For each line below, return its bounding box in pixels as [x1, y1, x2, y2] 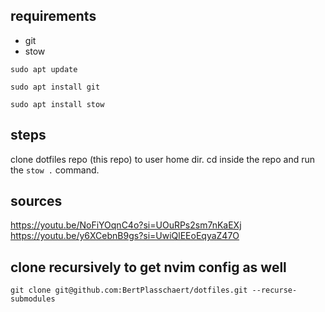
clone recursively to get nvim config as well [10, 259, 287, 276]
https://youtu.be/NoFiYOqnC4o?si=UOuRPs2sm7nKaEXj [10, 219, 242, 231]
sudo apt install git [10, 82, 101, 92]
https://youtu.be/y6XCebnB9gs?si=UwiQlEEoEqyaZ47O [10, 230, 240, 242]
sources [10, 193, 63, 210]
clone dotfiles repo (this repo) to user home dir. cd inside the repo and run [10, 153, 315, 165]
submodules [10, 294, 56, 304]
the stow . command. [10, 164, 100, 176]
